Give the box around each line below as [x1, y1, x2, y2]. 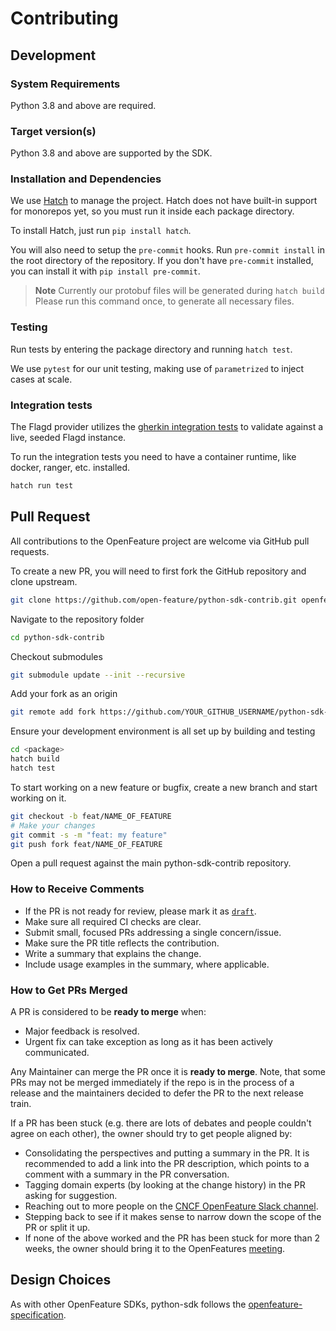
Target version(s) [10, 124, 97, 138]
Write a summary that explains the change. [24, 947, 202, 959]
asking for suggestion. [24, 1189, 118, 1201]
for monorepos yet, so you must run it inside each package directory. [10, 205, 295, 217]
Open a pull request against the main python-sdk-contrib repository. [10, 857, 292, 869]
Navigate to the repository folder [10, 613, 145, 625]
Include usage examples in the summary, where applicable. [24, 958, 270, 970]
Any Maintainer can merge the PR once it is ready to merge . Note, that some [10, 1065, 327, 1077]
